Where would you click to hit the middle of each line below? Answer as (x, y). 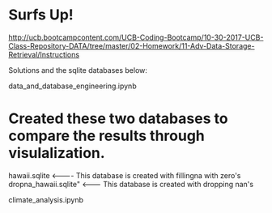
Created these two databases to (118, 119)
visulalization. (57, 153)
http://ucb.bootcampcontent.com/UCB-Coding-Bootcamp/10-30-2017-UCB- (136, 37)
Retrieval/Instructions (44, 54)
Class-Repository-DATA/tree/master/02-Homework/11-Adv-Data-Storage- (132, 45)
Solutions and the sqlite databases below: (78, 70)
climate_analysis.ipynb (46, 199)
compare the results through (106, 136)
